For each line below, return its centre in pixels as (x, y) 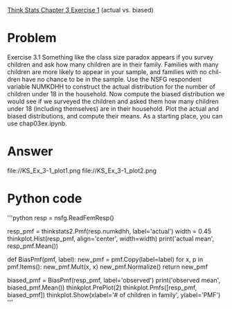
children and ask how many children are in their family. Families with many (113, 64)
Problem (32, 38)
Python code (45, 198)
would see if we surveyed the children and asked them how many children (113, 101)
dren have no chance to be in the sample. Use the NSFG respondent (105, 79)
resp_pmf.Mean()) (33, 246)
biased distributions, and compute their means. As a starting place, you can (115, 116)
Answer (30, 151)
